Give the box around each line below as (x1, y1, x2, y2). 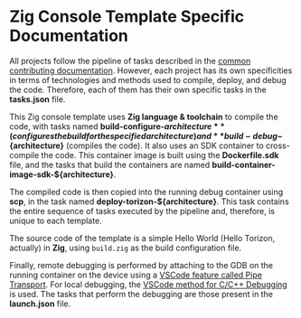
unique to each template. (9, 215, 102, 226)
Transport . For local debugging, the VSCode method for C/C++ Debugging (9, 278, 287, 290)
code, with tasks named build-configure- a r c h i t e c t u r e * (9, 120, 219, 132)
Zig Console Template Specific (9, 6, 245, 27)
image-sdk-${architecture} (9, 169, 115, 180)
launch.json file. (9, 298, 71, 309)
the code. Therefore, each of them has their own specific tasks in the (9, 84, 267, 95)
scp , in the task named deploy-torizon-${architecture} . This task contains (9, 196, 289, 207)
